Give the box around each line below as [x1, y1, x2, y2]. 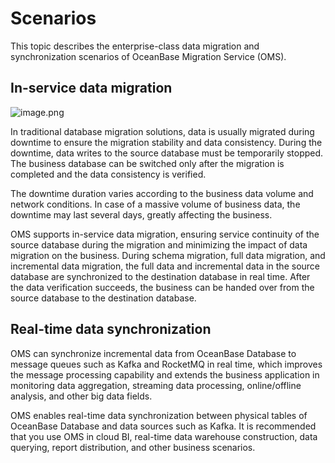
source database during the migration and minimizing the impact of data [10, 238, 308, 251]
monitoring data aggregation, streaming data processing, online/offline [10, 379, 302, 391]
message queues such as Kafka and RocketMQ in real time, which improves [10, 358, 323, 370]
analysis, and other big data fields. [10, 390, 153, 402]
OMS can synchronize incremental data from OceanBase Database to [10, 347, 297, 359]
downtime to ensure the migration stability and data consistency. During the [10, 136, 323, 148]
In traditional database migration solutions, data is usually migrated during [10, 125, 315, 137]
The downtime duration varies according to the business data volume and [10, 187, 314, 199]
